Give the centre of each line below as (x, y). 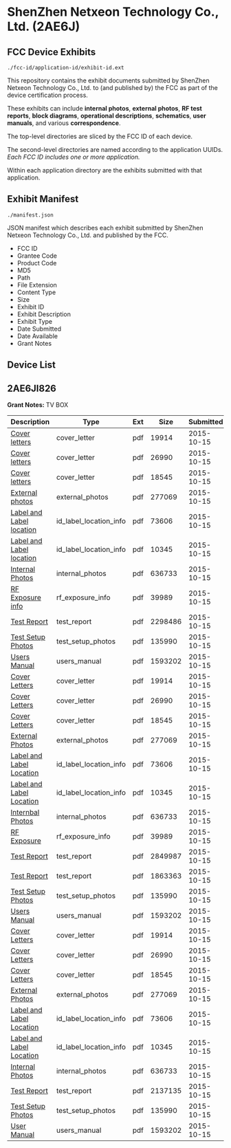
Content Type (36, 292)
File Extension (37, 285)
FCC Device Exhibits (52, 52)
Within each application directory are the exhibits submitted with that (105, 170)
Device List (32, 365)
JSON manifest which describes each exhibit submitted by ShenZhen (106, 228)
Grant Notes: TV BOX (38, 405)
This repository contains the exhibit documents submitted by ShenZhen (108, 80)
